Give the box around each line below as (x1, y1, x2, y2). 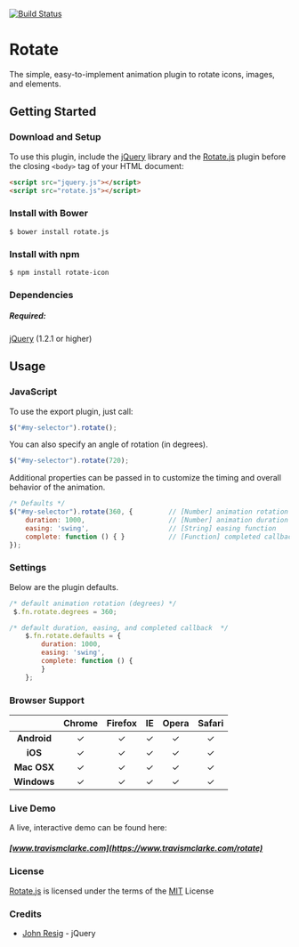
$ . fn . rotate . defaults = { (25, 632, 122, 641)
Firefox (106, 717, 138, 730)
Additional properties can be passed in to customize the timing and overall (9, 473, 282, 483)
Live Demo (9, 802, 56, 814)
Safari (197, 717, 224, 730)
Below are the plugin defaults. (9, 581, 118, 592)
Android (16, 733, 52, 745)
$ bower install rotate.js (9, 227, 109, 236)
